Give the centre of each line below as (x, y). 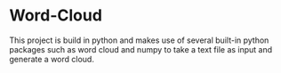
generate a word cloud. (52, 59)
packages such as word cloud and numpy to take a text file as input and (141, 49)
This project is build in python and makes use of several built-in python (139, 40)
